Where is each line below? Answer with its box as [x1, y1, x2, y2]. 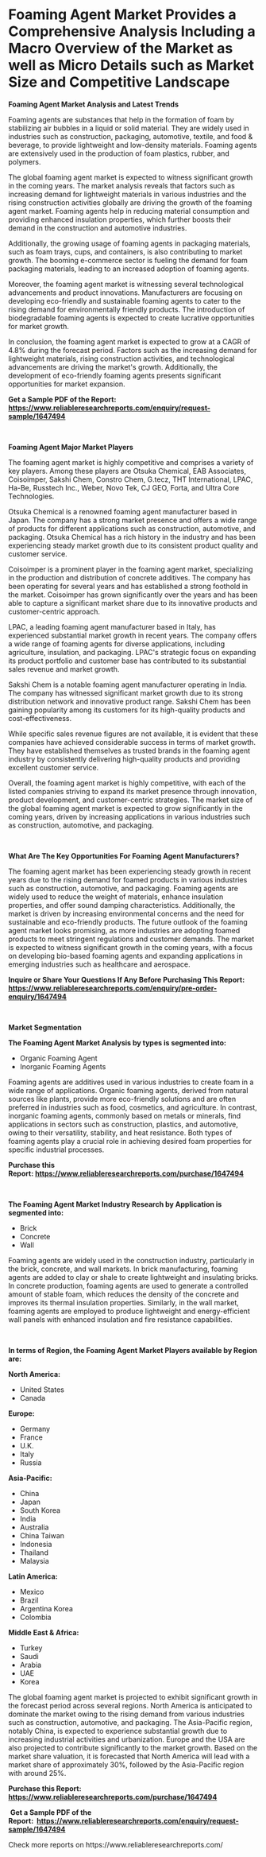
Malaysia [19, 1556, 49, 1565]
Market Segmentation [8, 1022, 82, 1032]
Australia [19, 1522, 49, 1532]
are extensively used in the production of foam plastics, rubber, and [8, 149, 230, 158]
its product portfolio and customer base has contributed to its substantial [8, 656, 247, 665]
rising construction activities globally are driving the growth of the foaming [8, 197, 253, 207]
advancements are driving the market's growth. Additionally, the [8, 362, 218, 371]
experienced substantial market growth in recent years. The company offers [8, 630, 257, 640]
